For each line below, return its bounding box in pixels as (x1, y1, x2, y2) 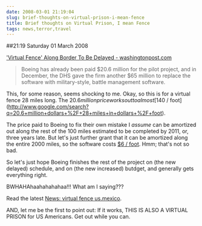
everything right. (6, 172, 48, 179)
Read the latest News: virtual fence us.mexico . (6, 195, 122, 202)
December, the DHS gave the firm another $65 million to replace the (21, 72, 191, 79)
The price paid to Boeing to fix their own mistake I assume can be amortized (6, 121, 197, 129)
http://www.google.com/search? (8, 103, 89, 111)
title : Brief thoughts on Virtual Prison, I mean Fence (6, 20, 150, 26)
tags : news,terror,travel (6, 25, 71, 32)
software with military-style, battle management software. (21, 79, 166, 86)
